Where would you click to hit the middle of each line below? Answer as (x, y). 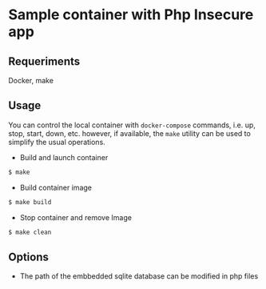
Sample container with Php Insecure (131, 15)
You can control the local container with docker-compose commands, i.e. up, (132, 125)
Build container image (56, 187)
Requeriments (44, 61)
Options (29, 257)
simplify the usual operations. (57, 142)
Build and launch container (64, 157)
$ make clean (30, 232)
